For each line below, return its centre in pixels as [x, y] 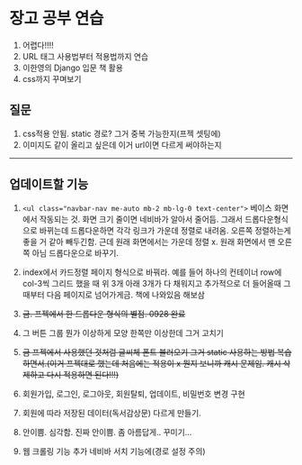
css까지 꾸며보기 [52, 78]
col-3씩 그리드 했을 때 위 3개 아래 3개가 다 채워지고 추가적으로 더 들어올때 [151, 283]
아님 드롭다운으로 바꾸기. [75, 252]
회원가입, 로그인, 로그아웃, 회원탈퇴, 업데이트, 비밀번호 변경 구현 [133, 394]
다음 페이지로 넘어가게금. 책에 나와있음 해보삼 [125, 295]
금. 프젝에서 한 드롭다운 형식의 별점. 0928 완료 [104, 314]
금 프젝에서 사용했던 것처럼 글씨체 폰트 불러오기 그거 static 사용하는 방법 [149, 351]
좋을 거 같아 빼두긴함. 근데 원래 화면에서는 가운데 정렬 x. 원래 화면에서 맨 [149, 242]
